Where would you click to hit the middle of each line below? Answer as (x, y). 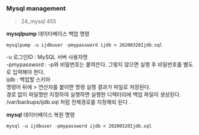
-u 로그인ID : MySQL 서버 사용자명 (47, 57)
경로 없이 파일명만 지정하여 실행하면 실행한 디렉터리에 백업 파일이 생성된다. (94, 95)
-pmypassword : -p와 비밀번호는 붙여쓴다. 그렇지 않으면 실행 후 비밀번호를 (94, 65)
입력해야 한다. (29, 72)
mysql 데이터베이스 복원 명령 (41, 115)
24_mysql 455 (38, 22)
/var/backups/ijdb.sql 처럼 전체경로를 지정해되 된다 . (69, 102)
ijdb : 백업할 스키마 (29, 80)
